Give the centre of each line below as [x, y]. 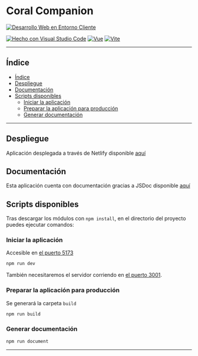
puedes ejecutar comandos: [40, 225]
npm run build [24, 314]
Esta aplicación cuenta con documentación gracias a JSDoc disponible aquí [98, 186]
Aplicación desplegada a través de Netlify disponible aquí [76, 153]
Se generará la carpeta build [41, 303]
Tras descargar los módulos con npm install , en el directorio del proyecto [96, 218]
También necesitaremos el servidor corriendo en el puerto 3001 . [84, 275]
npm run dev [21, 264]
